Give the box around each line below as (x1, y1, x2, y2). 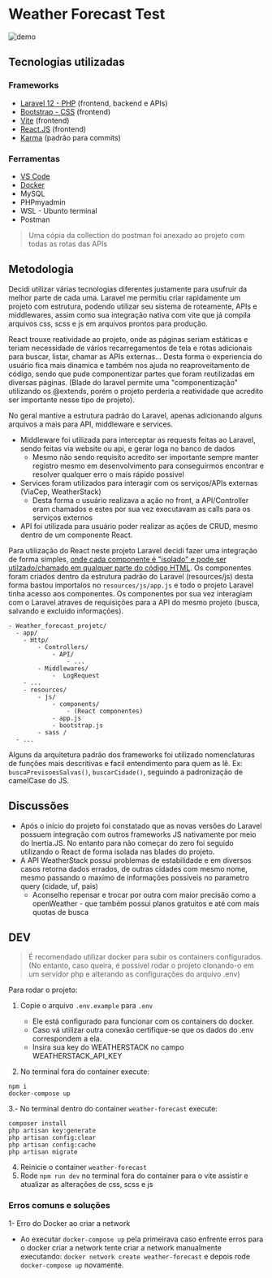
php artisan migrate (8, 1148, 79, 1156)
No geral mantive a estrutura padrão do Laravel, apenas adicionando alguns (8, 410, 262, 420)
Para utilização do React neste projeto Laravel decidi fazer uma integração (8, 545, 258, 555)
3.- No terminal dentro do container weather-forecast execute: (8, 1104, 218, 1114)
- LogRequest (51, 671, 100, 679)
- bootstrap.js (51, 721, 104, 730)
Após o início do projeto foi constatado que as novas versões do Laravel (19, 821, 262, 830)
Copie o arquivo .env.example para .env (19, 1001, 153, 1011)
